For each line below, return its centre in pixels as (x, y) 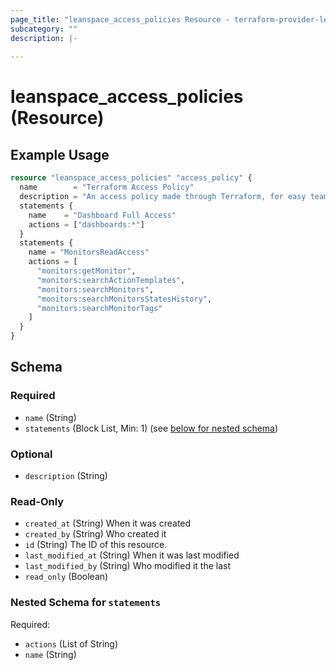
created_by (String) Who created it (95, 534)
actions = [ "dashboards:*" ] (86, 224)
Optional (31, 454)
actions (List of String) (71, 643)
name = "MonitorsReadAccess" (89, 252)
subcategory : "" (44, 29)
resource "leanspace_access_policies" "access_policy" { (131, 178)
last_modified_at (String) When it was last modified (132, 555)
